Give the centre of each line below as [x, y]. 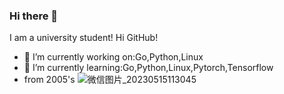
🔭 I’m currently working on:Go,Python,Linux [113, 57]
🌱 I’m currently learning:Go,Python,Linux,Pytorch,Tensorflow [148, 68]
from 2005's [49, 80]
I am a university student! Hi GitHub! [84, 38]
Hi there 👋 [34, 16]
